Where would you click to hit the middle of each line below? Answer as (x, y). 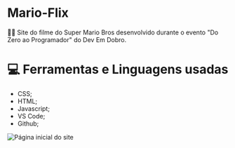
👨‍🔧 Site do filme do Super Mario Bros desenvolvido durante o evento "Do (113, 32)
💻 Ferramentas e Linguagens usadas (118, 70)
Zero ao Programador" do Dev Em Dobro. (67, 39)
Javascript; (34, 108)
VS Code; (31, 116)
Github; (28, 123)
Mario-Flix (38, 13)
